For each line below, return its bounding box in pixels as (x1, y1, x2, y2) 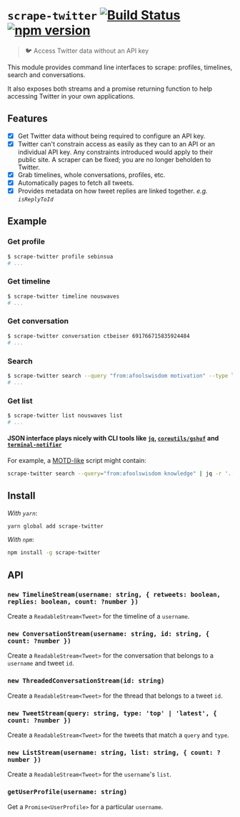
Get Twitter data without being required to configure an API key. (17, 131, 206, 140)
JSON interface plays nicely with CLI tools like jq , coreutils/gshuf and (7, 434, 219, 443)
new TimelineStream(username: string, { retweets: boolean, (7, 590, 221, 598)
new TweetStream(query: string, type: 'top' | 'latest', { (7, 709, 217, 717)
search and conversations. (7, 70, 86, 79)
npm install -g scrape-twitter (7, 549, 101, 556)
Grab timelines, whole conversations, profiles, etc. (17, 170, 166, 179)
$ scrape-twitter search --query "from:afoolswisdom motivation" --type (7, 372, 229, 379)
